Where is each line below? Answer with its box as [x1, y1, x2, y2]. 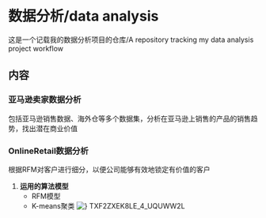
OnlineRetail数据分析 [8, 145, 89, 156]
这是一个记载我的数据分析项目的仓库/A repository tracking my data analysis [8, 35, 254, 44]
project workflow [8, 43, 64, 53]
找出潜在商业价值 [21, 123, 78, 133]
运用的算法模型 [19, 181, 69, 190]
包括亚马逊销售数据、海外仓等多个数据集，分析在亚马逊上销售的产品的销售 [8, 114, 251, 123]
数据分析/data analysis [8, 7, 159, 25]
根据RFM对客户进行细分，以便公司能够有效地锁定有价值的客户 [8, 164, 211, 174]
